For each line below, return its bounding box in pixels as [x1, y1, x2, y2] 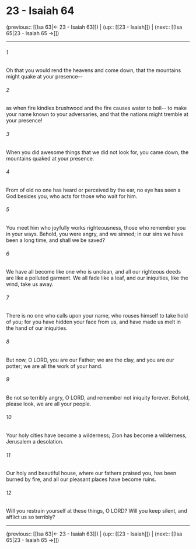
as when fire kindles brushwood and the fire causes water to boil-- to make [6, 104, 187, 112]
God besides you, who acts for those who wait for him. [6, 192, 138, 200]
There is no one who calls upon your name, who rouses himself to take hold [6, 312, 188, 319]
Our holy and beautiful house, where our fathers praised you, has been [6, 470, 177, 477]
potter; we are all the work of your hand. [6, 362, 103, 370]
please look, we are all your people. [6, 400, 92, 407]
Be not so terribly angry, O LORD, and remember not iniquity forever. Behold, [6, 394, 190, 401]
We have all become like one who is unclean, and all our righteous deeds [6, 268, 181, 275]
